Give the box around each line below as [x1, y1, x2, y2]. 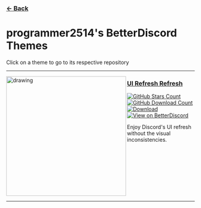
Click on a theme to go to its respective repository [6, 59, 130, 66]
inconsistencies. [127, 136, 167, 143]
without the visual [127, 130, 171, 137]
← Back [6, 4, 29, 13]
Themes [6, 39, 48, 53]
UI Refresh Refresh [127, 79, 183, 87]
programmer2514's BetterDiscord [6, 26, 178, 40]
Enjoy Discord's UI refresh [127, 124, 191, 131]
